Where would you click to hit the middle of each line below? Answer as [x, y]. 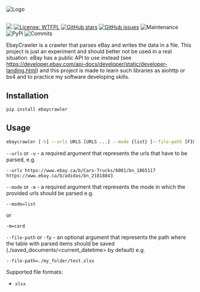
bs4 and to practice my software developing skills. [68, 77]
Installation [27, 96]
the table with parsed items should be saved [60, 243]
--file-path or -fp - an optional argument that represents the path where [96, 237]
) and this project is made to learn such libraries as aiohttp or [111, 70]
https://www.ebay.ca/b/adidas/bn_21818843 [60, 176]
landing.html [21, 70]
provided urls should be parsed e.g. [50, 193]
